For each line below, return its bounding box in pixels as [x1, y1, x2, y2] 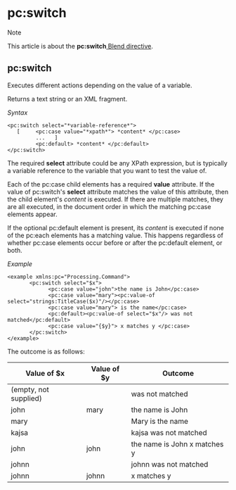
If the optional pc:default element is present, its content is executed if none [7, 223, 225, 232]
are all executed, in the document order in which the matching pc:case [7, 202, 211, 211]
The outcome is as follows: [7, 347, 86, 356]
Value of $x [25, 368, 65, 378]
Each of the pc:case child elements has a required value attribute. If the [7, 180, 215, 188]
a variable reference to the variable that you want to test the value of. [7, 166, 207, 175]
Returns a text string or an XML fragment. [7, 94, 128, 103]
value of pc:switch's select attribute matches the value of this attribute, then [7, 187, 229, 196]
